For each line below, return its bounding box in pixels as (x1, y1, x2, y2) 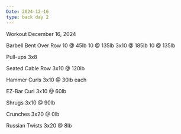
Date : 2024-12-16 (6, 8, 49, 15)
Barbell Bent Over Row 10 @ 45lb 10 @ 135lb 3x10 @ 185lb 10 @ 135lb (6, 42, 176, 49)
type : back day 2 (6, 14, 49, 20)
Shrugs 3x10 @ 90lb (6, 99, 56, 106)
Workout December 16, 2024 (6, 30, 76, 37)
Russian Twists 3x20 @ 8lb (6, 122, 72, 129)
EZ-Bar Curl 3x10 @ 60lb (6, 87, 67, 94)
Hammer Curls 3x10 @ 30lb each (6, 76, 87, 83)
